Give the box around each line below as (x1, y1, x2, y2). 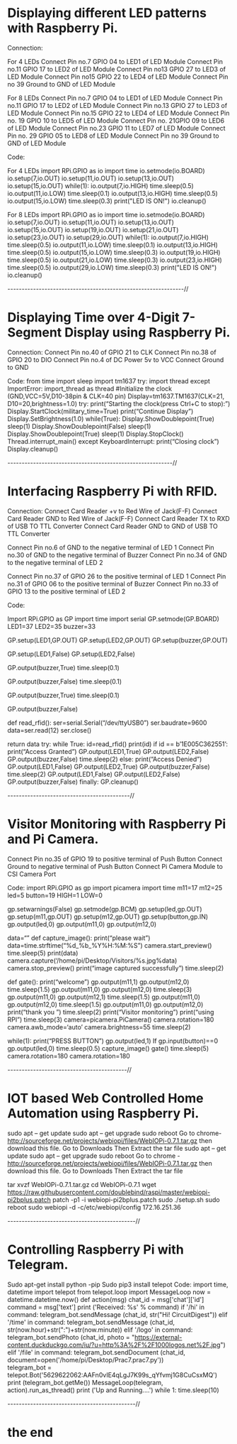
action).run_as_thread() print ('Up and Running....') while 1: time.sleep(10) (7, 1386, 219, 1394)
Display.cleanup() (7, 444, 59, 453)
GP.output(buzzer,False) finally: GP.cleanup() (7, 777, 139, 786)
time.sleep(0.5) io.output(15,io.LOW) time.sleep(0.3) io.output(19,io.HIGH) (7, 248, 221, 256)
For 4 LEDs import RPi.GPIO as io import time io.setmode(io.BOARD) (7, 166, 205, 175)
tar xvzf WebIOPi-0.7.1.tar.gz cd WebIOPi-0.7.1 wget (7, 1180, 157, 1188)
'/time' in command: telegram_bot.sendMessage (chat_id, (7, 1318, 175, 1326)
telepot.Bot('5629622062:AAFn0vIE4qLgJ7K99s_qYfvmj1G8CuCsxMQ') (7, 1370, 218, 1379)
